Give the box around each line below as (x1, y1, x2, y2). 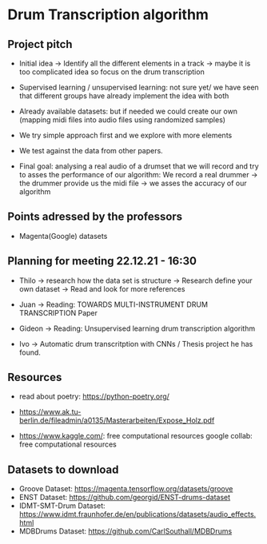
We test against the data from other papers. (18, 146, 163, 155)
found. (18, 347, 42, 357)
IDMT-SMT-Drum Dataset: (18, 501, 106, 510)
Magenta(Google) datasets (18, 231, 108, 240)
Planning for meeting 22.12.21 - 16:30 (7, 254, 197, 268)
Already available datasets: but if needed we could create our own (18, 106, 237, 116)
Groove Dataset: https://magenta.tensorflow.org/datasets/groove (18, 484, 233, 494)
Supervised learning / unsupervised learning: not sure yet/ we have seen (18, 82, 259, 92)
